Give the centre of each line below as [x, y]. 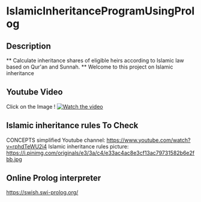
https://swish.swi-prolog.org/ [42, 192]
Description [28, 46]
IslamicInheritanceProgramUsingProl [100, 11]
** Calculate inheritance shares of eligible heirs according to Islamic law [95, 60]
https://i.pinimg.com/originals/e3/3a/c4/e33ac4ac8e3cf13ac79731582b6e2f [100, 153]
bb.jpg [14, 159]
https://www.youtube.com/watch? [148, 140]
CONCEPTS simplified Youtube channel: [56, 140]
